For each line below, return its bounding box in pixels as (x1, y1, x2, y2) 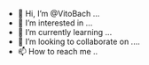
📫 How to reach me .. (17, 47, 98, 56)
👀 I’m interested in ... (17, 18, 93, 28)
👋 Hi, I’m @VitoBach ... (17, 9, 100, 18)
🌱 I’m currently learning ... (17, 27, 113, 37)
